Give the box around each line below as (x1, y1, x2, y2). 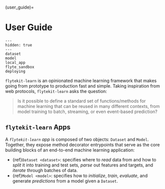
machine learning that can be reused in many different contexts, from (17, 103, 160, 109)
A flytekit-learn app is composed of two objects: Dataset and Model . (5, 136, 149, 142)
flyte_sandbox (5, 64, 35, 69)
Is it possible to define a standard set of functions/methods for (17, 97, 146, 104)
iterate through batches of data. (12, 167, 78, 173)
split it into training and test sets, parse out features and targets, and (12, 162, 154, 168)
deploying (5, 68, 26, 74)
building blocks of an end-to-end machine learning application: (5, 147, 135, 153)
